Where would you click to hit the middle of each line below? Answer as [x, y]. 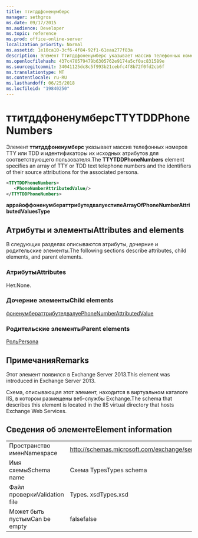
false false [83, 518]
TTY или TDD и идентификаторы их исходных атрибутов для [82, 153]
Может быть [27, 511]
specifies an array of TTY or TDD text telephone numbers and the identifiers [99, 166]
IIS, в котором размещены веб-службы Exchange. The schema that [89, 398]
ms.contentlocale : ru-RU [37, 78]
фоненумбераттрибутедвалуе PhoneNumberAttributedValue [80, 313]
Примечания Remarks [48, 360]
